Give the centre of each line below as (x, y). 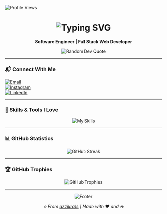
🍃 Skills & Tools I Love (32, 110)
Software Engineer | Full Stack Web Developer (83, 41)
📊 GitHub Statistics (29, 139)
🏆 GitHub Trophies (29, 169)
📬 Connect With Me (30, 69)
